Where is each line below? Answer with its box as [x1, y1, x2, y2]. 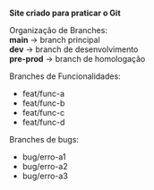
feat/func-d [21, 117, 65, 127]
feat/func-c [21, 108, 65, 117]
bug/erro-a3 [21, 170, 69, 181]
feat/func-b [21, 98, 65, 108]
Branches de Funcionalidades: [9, 71, 121, 82]
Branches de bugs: [9, 134, 79, 144]
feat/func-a [21, 89, 65, 99]
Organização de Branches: [9, 25, 107, 35]
